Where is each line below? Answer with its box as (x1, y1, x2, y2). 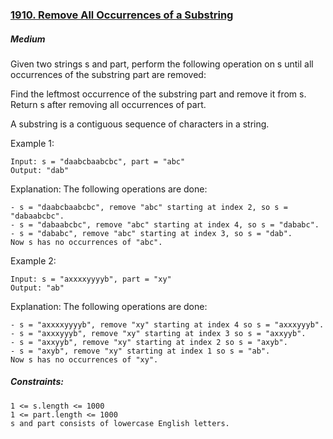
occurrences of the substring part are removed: (10, 68, 207, 80)
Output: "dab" (10, 165, 70, 175)
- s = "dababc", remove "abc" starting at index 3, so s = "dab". (10, 228, 293, 238)
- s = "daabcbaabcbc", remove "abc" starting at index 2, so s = (10, 202, 288, 212)
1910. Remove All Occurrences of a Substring (10, 8, 234, 22)
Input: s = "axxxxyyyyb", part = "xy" (10, 274, 172, 284)
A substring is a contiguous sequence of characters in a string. (10, 118, 270, 130)
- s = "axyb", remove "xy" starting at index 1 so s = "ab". (10, 346, 271, 356)
